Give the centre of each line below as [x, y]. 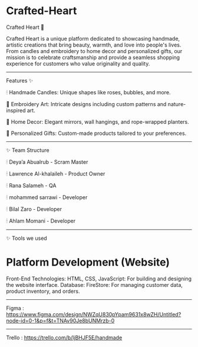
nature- [177, 104]
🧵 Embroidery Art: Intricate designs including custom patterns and [86, 104]
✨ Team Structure [28, 150]
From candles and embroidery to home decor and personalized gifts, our [94, 51]
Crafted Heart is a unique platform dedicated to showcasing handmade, [93, 38]
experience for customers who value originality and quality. [78, 64]
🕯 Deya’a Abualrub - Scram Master [47, 162]
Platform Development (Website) [88, 262]
